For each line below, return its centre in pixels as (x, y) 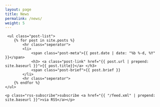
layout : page (18, 9)
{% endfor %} (27, 83)
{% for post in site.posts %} (44, 41)
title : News (17, 14)
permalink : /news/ (24, 18)
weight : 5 (15, 23)
